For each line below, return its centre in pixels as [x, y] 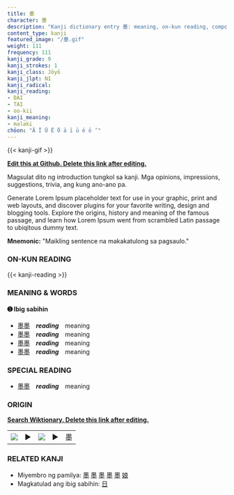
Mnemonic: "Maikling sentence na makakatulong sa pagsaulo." [98, 241]
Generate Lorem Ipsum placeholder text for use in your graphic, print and [112, 198]
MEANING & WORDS [42, 292]
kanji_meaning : [29, 117]
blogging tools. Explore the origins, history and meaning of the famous [108, 213]
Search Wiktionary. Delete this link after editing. [78, 420]
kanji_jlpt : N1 [29, 78]
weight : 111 [24, 46]
